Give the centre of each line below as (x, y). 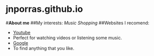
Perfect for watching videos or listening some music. (67, 38)
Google (21, 43)
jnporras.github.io (44, 9)
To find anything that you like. (44, 48)
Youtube (22, 32)
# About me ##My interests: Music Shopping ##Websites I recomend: (78, 23)
